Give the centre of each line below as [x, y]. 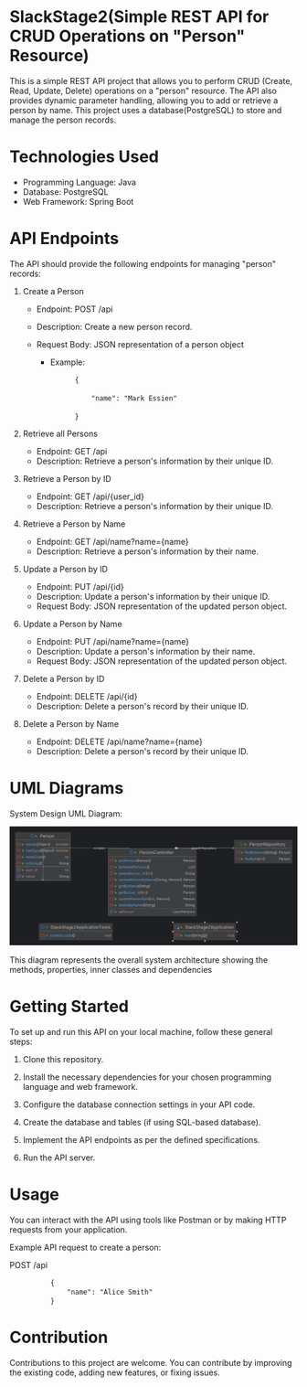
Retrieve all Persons [60, 433]
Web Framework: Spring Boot [78, 201]
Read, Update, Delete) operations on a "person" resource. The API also [143, 91]
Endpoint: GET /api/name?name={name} [112, 541]
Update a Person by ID [65, 569]
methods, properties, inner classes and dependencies [111, 969]
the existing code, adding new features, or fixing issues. [115, 1372]
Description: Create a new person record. [114, 326]
